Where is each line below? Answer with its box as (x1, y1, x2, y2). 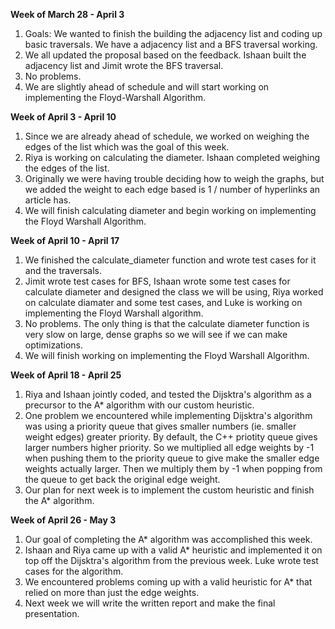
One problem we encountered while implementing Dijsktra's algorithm (24, 410, 313, 421)
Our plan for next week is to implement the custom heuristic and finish (24, 484, 315, 496)
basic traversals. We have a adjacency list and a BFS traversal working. (24, 39, 318, 50)
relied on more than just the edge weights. (24, 587, 200, 598)
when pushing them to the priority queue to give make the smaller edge (24, 452, 320, 464)
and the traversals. (24, 265, 102, 276)
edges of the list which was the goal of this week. (24, 141, 230, 153)
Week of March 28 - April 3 (10, 9, 125, 20)
